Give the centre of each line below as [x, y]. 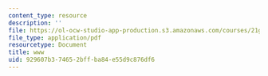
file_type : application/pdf [55, 38]
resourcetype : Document [48, 45]
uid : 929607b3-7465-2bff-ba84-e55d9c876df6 [82, 60]
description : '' [35, 23]
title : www [26, 52]
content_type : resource [48, 15]
